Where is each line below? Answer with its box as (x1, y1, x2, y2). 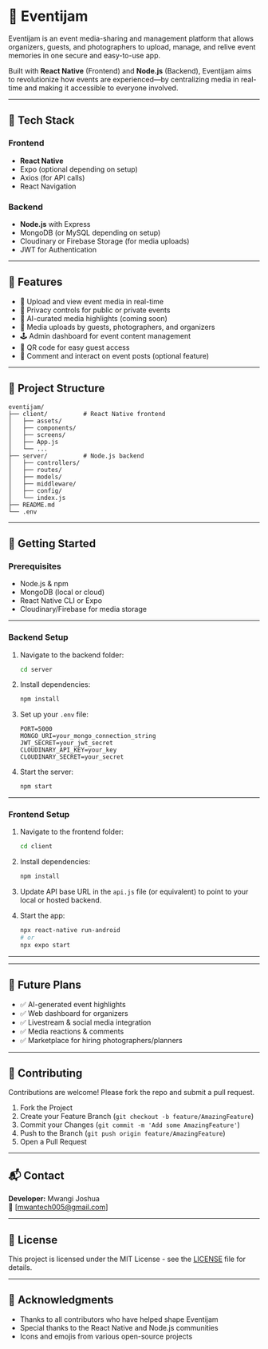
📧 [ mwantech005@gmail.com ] (8, 1202, 108, 1212)
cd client (19, 843, 53, 851)
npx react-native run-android (19, 926, 121, 934)
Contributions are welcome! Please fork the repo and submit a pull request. (8, 1088, 255, 1097)
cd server (19, 665, 53, 673)
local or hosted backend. (19, 895, 102, 905)
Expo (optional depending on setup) (19, 164, 138, 174)
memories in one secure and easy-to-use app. (8, 50, 161, 60)
